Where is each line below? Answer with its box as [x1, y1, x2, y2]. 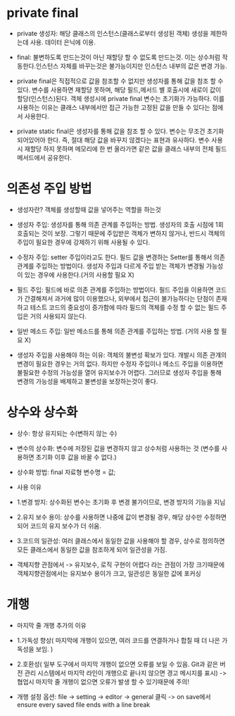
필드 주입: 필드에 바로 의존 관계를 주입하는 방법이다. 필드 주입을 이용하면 [16, 285, 214, 294]
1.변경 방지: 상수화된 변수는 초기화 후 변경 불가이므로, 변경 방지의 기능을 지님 [16, 498, 226, 506]
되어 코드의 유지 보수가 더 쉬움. [16, 521, 101, 530]
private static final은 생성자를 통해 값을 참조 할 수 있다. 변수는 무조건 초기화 [16, 127, 224, 135]
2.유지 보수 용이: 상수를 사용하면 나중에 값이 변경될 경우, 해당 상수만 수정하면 [16, 512, 227, 521]
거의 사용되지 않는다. [30, 311, 87, 320]
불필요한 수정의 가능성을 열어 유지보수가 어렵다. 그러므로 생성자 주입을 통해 [16, 368, 222, 376]
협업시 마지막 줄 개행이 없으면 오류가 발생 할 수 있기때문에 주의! [16, 677, 189, 686]
